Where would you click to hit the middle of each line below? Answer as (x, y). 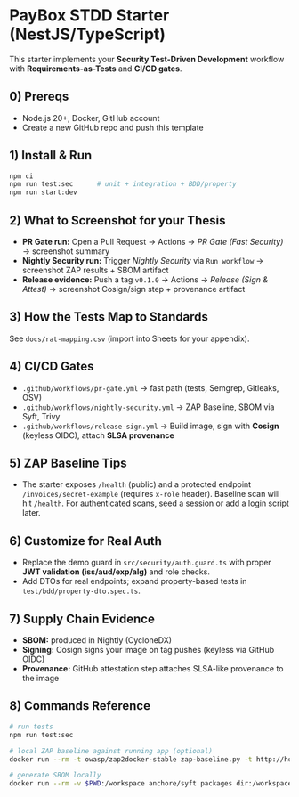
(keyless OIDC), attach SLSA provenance (98, 435)
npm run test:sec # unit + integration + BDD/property (123, 184)
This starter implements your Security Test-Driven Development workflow (147, 59)
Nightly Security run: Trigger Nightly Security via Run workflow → (143, 260)
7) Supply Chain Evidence (82, 618)
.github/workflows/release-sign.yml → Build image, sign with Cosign (150, 426)
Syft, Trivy (41, 416)
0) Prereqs (39, 97)
